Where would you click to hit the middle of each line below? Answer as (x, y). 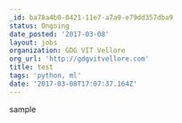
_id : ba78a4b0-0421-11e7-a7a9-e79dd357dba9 (91, 17)
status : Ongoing (39, 26)
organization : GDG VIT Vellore (67, 51)
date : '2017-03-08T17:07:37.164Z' (74, 84)
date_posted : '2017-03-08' (59, 34)
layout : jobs (33, 42)
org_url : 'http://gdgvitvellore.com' (79, 59)
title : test (31, 68)
